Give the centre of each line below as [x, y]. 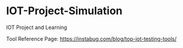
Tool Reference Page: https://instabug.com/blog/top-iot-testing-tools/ [91, 39]
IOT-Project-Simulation [64, 11]
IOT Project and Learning [37, 27]
